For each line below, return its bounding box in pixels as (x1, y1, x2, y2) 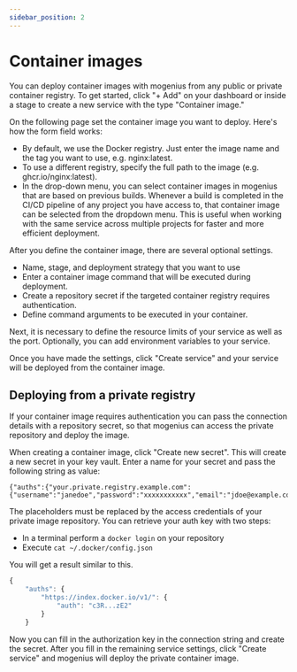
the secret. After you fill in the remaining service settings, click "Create (9, 643, 267, 653)
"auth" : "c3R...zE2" (56, 601, 133, 610)
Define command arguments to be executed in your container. (21, 309, 248, 320)
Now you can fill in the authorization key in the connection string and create (9, 634, 285, 645)
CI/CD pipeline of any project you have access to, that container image (21, 199, 280, 210)
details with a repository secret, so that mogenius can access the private (9, 421, 274, 431)
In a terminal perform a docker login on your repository (21, 533, 225, 544)
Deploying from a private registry (9, 387, 196, 403)
